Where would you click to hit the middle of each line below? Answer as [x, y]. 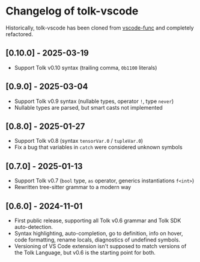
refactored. [20, 34]
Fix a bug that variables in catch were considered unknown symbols [98, 147]
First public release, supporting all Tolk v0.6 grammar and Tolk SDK [98, 220]
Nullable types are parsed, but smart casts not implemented [88, 107]
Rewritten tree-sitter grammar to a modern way [73, 187]
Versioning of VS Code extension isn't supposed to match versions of [100, 246]
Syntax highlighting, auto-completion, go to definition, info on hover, [99, 233]
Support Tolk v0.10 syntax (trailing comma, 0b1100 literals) [86, 67]
